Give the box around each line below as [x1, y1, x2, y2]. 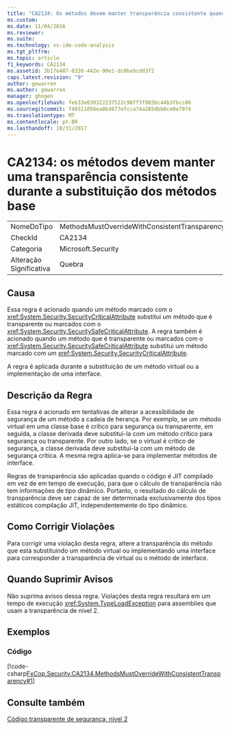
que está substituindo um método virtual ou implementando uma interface [7, 546, 216, 555]
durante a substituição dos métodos [7, 183, 217, 199]
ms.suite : [7, 36, 36, 42]
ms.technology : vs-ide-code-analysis [7, 42, 115, 49]
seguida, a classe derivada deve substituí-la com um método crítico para [7, 429, 213, 437]
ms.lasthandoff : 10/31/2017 [7, 125, 88, 132]
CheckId [10, 233, 38, 243]
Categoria [10, 244, 42, 254]
